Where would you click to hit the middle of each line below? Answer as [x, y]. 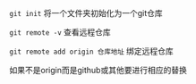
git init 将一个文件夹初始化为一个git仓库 [86, 13]
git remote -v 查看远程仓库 [60, 32]
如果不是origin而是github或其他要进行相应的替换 [98, 70]
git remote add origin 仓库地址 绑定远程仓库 [91, 51]
